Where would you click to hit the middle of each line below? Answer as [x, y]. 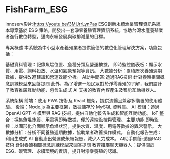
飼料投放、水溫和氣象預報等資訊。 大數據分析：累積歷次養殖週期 [95, 71]
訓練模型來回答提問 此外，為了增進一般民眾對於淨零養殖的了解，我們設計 [86, 83]
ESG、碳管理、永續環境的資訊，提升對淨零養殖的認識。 [63, 151]
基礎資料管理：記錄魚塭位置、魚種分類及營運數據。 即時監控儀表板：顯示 [81, 64]
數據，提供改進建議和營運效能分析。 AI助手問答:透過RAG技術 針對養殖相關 [83, 77]
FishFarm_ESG [37, 9]
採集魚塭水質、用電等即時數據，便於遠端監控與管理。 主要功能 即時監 [86, 120]
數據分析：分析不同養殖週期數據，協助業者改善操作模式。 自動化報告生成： [84, 132]
